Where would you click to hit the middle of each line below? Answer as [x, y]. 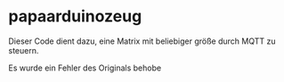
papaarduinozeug [75, 16]
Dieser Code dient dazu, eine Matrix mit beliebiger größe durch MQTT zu [142, 41]
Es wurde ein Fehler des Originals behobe [85, 68]
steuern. [24, 50]
